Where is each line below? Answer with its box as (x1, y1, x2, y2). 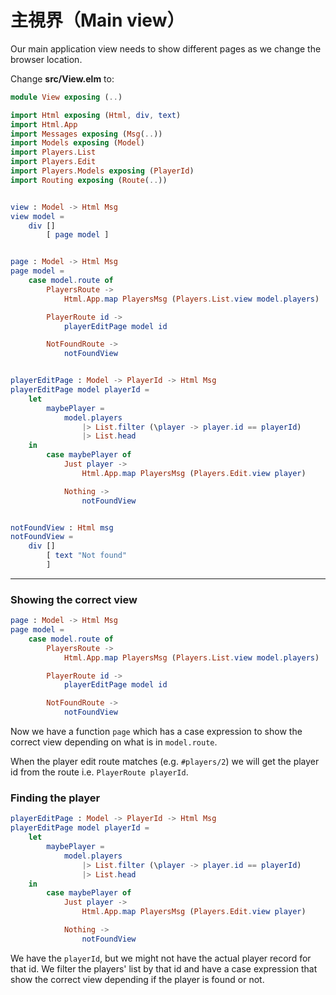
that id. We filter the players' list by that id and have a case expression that (10, 962, 318, 975)
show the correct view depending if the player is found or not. (10, 973, 265, 985)
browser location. (10, 53, 83, 65)
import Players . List (10, 147, 97, 158)
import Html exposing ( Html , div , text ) (10, 110, 182, 120)
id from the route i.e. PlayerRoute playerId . (10, 766, 189, 778)
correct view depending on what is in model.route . (10, 736, 218, 748)
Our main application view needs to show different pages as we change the (10, 42, 322, 55)
